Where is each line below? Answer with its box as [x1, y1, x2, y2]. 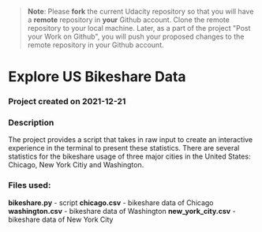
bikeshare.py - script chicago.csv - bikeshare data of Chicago [8, 197, 215, 208]
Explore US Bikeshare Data [8, 68, 187, 86]
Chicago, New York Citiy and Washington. [8, 160, 144, 170]
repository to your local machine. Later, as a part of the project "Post [27, 24, 251, 32]
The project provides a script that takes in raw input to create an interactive [8, 135, 253, 144]
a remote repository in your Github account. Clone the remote [27, 15, 230, 24]
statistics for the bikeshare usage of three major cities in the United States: [8, 152, 251, 161]
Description [8, 118, 54, 129]
